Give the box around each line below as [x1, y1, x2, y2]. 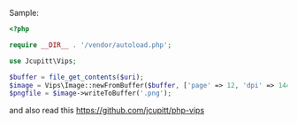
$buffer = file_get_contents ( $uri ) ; [9, 73, 144, 81]
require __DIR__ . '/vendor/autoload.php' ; [9, 40, 172, 50]
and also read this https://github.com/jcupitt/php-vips [9, 105, 205, 116]
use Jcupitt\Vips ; [9, 57, 77, 66]
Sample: [9, 8, 40, 18]
